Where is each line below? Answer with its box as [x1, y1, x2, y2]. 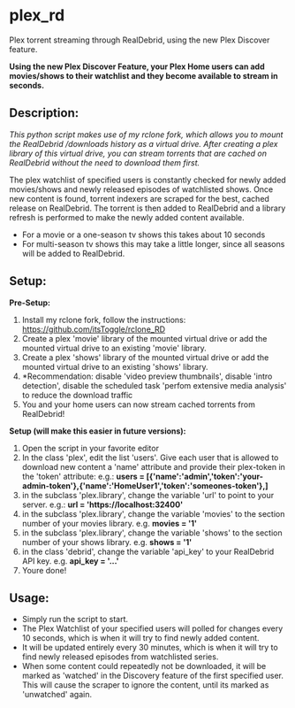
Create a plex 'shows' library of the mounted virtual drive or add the [21, 351, 269, 363]
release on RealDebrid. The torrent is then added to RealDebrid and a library [9, 203, 286, 213]
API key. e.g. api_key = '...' [21, 555, 119, 566]
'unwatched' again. [21, 689, 93, 700]
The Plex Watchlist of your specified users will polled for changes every [21, 623, 284, 634]
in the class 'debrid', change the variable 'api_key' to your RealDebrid [21, 546, 275, 557]
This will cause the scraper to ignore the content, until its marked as [21, 680, 269, 690]
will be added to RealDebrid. [21, 248, 125, 258]
